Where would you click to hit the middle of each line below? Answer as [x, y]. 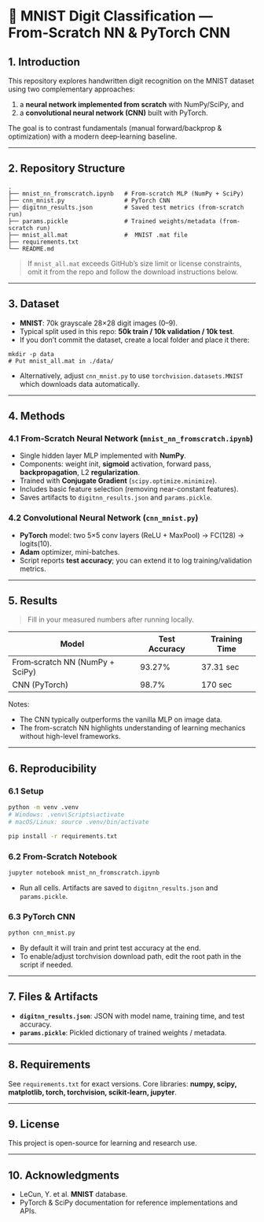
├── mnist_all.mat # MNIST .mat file [98, 235]
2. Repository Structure [67, 169]
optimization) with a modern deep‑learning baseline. [93, 136]
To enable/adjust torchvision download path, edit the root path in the [130, 956]
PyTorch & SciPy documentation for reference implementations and [128, 1203]
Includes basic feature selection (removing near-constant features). [129, 489]
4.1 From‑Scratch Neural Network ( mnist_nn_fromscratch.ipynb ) [131, 438]
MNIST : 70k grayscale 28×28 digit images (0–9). [99, 323]
